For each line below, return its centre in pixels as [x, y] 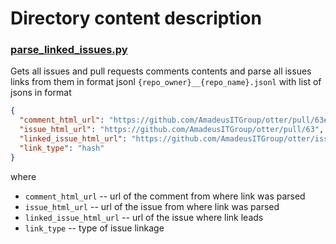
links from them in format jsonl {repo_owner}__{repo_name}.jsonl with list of [166, 82]
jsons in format [41, 93]
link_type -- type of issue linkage [94, 228]
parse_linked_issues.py [69, 50]
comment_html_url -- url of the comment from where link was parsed [165, 196]
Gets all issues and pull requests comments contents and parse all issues [161, 71]
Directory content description [136, 18]
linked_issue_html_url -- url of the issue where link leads [144, 217]
